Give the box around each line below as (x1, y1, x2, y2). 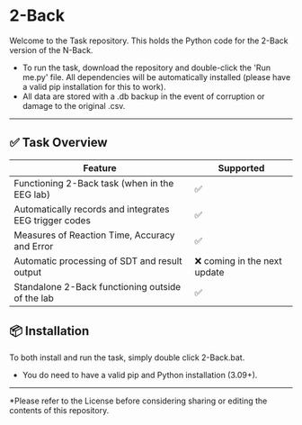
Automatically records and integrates (13, 203, 170, 215)
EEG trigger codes (13, 213, 92, 226)
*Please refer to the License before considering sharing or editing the (9, 395, 268, 406)
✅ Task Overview (9, 135, 108, 150)
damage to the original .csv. (22, 100, 126, 111)
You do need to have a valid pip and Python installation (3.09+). (22, 369, 258, 380)
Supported (218, 161, 265, 174)
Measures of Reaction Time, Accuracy (13, 229, 175, 241)
